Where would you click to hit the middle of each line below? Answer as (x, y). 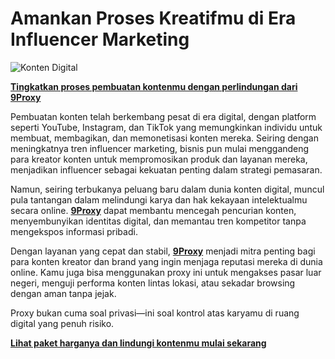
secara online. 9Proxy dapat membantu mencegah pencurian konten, (153, 210)
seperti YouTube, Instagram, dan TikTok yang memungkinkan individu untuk (166, 127)
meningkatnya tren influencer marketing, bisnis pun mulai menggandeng (160, 148)
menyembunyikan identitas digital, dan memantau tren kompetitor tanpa (158, 221)
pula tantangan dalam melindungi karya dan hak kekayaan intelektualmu (159, 199)
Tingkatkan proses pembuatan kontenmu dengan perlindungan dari (154, 86)
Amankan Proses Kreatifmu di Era (153, 18)
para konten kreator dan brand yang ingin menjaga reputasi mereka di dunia (166, 261)
